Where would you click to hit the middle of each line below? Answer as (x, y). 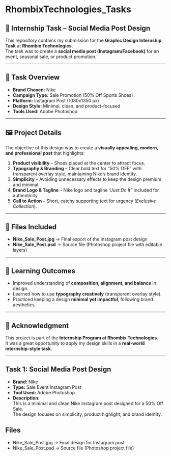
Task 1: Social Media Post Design (58, 370)
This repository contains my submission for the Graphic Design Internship (83, 40)
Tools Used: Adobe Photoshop (45, 111)
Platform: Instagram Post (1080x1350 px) (56, 100)
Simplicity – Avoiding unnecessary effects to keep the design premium (87, 179)
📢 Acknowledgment (37, 325)
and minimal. (26, 184)
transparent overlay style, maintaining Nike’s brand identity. (75, 174)
